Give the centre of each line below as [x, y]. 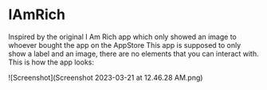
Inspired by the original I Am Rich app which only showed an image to [122, 37]
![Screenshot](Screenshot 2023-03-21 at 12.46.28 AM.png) [106, 77]
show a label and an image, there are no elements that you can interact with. [133, 53]
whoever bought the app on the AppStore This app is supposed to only [125, 45]
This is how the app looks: [51, 62]
